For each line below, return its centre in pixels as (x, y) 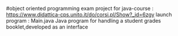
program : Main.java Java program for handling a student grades (84, 21)
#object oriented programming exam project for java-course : (80, 8)
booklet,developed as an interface (47, 27)
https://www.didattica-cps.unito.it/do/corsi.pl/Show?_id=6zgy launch (89, 15)
